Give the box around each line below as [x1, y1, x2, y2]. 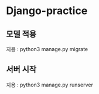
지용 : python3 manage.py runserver [6, 81, 94, 88]
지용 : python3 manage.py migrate [6, 46, 88, 52]
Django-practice [6, 4, 88, 18]
